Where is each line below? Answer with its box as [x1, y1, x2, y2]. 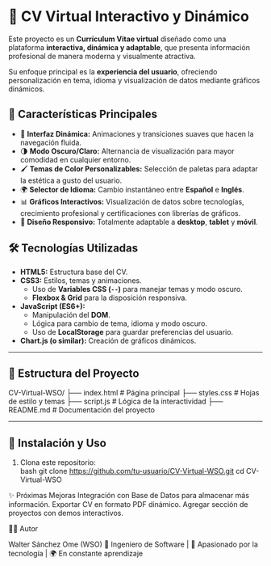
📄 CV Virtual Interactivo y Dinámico [8, 7, 250, 26]
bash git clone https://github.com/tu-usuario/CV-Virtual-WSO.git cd [19, 467, 244, 476]
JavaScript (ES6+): [19, 301, 85, 310]
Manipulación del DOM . [31, 310, 110, 319]
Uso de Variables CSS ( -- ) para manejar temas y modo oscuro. [31, 284, 244, 294]
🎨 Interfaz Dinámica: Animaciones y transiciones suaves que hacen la [19, 129, 254, 138]
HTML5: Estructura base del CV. [19, 267, 128, 277]
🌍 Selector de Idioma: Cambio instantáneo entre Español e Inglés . [19, 184, 244, 194]
